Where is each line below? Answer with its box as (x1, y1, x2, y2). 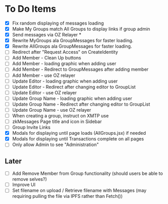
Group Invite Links (12, 124, 51, 131)
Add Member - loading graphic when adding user (12, 60, 116, 67)
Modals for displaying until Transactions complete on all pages (12, 136, 144, 142)
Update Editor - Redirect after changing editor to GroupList (12, 84, 136, 90)
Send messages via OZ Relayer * (12, 32, 82, 38)
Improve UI (12, 181, 36, 188)
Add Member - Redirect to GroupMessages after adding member (12, 66, 149, 72)
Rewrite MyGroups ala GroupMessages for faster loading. (12, 37, 134, 44)
